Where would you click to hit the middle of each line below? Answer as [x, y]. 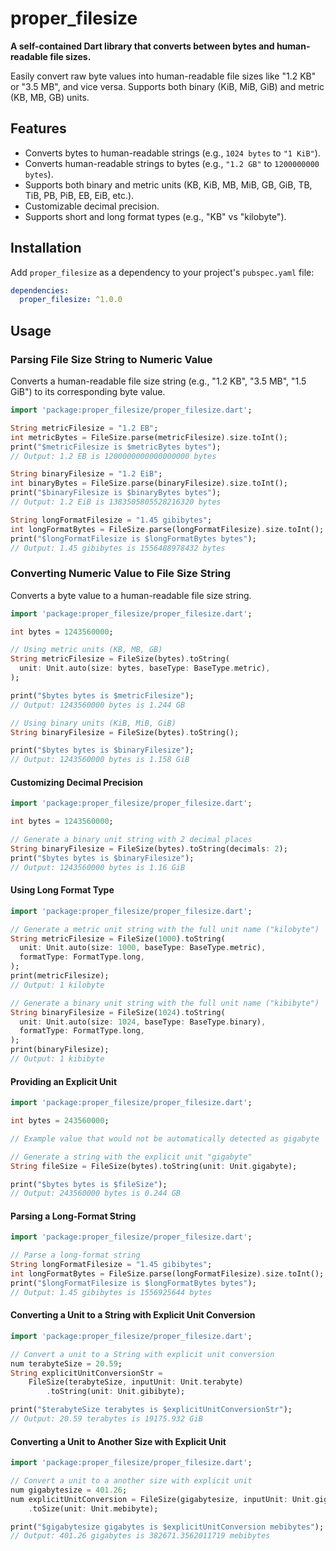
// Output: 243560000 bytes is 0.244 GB [96, 1193]
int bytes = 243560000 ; [60, 1121]
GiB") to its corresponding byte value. [88, 391]
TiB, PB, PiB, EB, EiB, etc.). [79, 195]
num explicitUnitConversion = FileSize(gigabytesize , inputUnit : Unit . [162, 1499]
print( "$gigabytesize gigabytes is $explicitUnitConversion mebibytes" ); [167, 1527]
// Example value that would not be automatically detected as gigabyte [165, 1138]
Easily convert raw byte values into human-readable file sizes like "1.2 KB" [163, 76]
